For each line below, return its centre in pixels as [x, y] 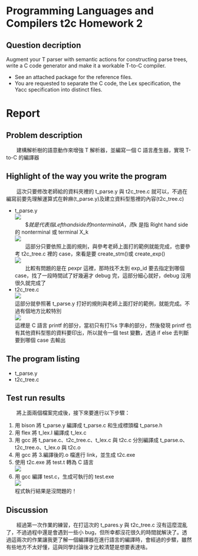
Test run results [36, 398]
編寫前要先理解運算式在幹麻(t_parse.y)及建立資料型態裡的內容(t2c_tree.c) [95, 198]
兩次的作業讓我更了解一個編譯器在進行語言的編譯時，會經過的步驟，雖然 [104, 540]
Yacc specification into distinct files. [58, 89]
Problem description [44, 135]
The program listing [43, 359]
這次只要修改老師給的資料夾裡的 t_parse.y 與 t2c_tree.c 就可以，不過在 [102, 191]
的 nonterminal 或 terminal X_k [52, 232]
